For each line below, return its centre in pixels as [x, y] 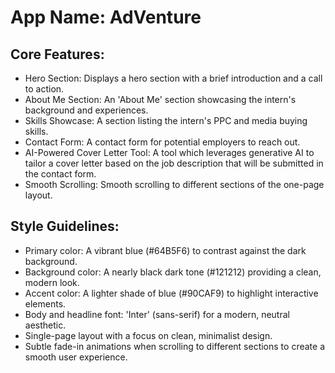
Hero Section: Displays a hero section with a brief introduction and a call [173, 78]
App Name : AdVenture [106, 17]
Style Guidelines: [65, 226]
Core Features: [57, 54]
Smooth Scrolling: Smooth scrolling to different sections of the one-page [174, 184]
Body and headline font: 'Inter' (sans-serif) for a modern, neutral [157, 314]
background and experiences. [86, 110]
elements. [45, 303]
